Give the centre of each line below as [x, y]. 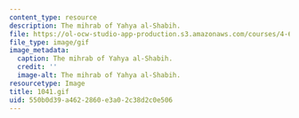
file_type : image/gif [49, 42]
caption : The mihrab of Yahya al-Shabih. [95, 59]
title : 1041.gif [39, 91]
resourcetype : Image [48, 83]
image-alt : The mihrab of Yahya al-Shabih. [99, 75]
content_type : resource [53, 17]
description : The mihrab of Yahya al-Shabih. [95, 26]
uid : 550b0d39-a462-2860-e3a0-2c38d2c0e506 [91, 100]
